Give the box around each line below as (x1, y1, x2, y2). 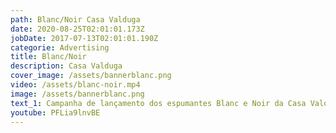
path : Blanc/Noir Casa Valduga (10, 14, 141, 25)
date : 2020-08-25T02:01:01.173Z (10, 24, 145, 34)
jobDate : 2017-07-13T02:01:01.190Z (10, 33, 159, 43)
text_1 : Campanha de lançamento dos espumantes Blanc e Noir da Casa (10, 98, 307, 108)
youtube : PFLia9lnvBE (10, 107, 101, 118)
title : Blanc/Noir (10, 52, 87, 62)
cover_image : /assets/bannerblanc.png (10, 71, 172, 81)
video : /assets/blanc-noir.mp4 (10, 80, 141, 90)
